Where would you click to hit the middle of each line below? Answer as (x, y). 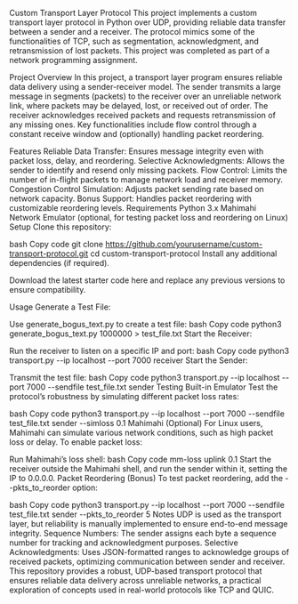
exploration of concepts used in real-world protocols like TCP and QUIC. (141, 590)
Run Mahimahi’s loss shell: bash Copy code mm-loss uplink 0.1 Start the (140, 459)
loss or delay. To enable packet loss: (76, 442)
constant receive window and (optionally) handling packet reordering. (137, 134)
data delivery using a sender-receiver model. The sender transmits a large (145, 87)
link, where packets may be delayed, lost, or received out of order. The (139, 105)
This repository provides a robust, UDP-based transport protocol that (136, 571)
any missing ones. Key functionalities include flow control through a (133, 125)
